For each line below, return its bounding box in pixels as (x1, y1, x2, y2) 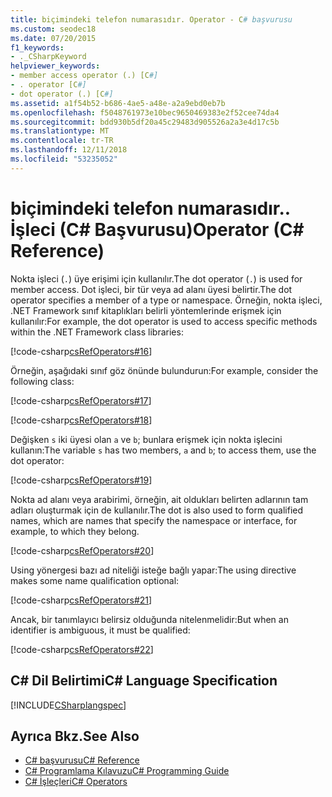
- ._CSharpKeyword (10, 52, 87, 62)
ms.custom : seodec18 (10, 24, 97, 34)
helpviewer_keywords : (10, 61, 101, 71)
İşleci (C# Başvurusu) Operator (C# (10, 218, 305, 241)
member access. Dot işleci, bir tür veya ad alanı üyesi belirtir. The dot (10, 283, 293, 295)
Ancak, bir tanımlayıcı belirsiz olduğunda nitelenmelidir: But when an (10, 613, 289, 625)
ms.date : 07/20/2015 (10, 33, 97, 43)
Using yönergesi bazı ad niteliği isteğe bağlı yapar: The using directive (10, 564, 297, 576)
